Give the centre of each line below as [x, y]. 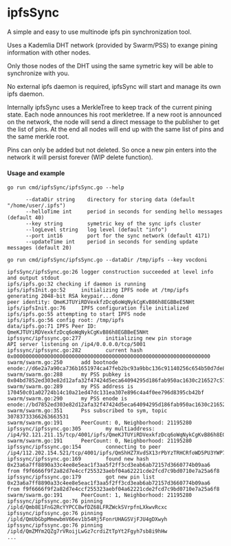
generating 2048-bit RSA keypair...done [66, 296]
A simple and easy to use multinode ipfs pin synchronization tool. [99, 32]
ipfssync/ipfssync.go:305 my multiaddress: [81, 429]
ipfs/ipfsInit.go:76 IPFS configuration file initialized [98, 308]
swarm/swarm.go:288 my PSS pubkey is [69, 375]
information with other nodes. [49, 52]
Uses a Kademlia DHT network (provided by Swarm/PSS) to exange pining [112, 45]
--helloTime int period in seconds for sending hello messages [124, 212]
